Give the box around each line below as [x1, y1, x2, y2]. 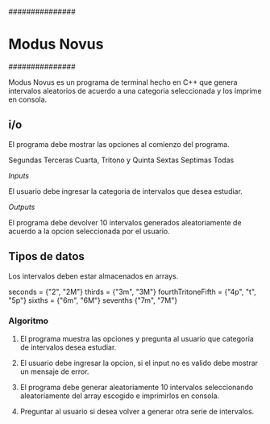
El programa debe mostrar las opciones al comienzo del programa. [8, 139, 230, 149]
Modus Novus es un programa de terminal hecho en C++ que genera [8, 77, 238, 87]
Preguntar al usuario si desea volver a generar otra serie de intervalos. [19, 406, 255, 416]
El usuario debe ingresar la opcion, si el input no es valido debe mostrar [19, 358, 259, 367]
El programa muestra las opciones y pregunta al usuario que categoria [19, 334, 254, 343]
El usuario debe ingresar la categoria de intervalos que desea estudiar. [8, 186, 243, 196]
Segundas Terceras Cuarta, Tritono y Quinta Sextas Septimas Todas [8, 155, 235, 165]
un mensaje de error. [19, 367, 89, 376]
